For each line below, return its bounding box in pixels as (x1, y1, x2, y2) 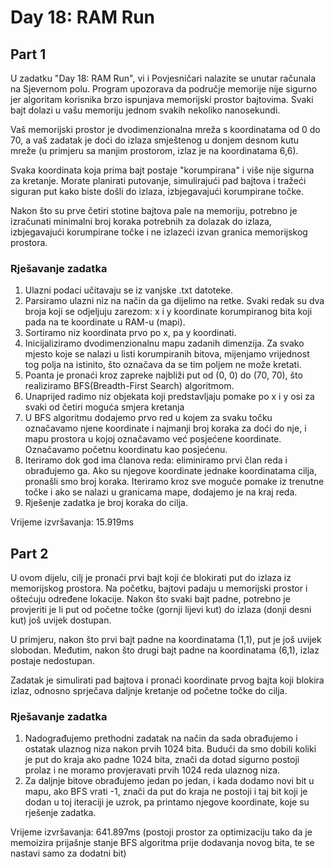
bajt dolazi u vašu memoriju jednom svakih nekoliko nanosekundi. (10, 104, 281, 116)
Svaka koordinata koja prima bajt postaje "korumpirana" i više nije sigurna (10, 164, 315, 176)
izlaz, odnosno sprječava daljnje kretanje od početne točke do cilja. (10, 685, 288, 697)
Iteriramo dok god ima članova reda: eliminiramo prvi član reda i (24, 454, 288, 466)
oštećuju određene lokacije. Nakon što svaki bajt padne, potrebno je (10, 593, 291, 605)
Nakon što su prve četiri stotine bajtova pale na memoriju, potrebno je (10, 205, 298, 216)
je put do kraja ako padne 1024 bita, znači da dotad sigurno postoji (24, 754, 300, 766)
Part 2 (10, 545, 49, 562)
